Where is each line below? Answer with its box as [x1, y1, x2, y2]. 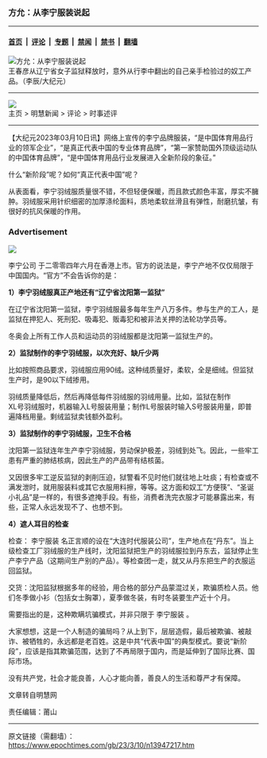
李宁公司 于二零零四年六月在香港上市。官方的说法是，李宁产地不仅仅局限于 [8, 260, 254, 270]
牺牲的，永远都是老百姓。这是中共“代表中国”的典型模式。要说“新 [29, 636, 241, 646]
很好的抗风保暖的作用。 [8, 206, 85, 216]
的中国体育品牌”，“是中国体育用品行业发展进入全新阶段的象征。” [8, 153, 216, 162]
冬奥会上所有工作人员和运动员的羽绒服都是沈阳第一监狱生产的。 [8, 331, 217, 340]
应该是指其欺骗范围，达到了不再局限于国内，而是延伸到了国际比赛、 [25, 646, 249, 655]
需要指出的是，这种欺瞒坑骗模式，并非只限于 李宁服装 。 [8, 609, 193, 619]
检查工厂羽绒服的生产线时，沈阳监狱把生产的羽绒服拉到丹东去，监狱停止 [14, 546, 252, 555]
